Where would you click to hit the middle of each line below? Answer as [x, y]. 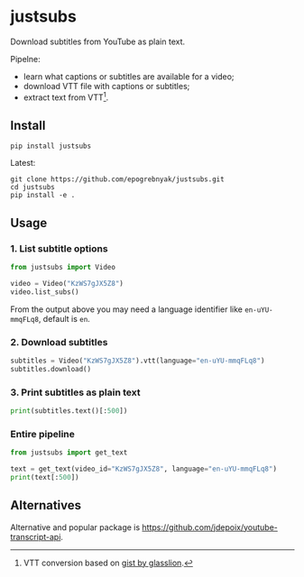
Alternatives [46, 505]
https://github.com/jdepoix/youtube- [210, 527]
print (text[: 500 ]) [45, 477]
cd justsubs [32, 188]
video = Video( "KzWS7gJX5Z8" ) [67, 283]
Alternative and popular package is [75, 527]
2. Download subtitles [59, 342]
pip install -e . [43, 196]
